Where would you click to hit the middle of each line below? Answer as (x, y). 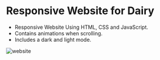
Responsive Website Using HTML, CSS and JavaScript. (81, 27)
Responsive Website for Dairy (80, 11)
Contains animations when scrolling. (59, 33)
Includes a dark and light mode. (53, 39)
